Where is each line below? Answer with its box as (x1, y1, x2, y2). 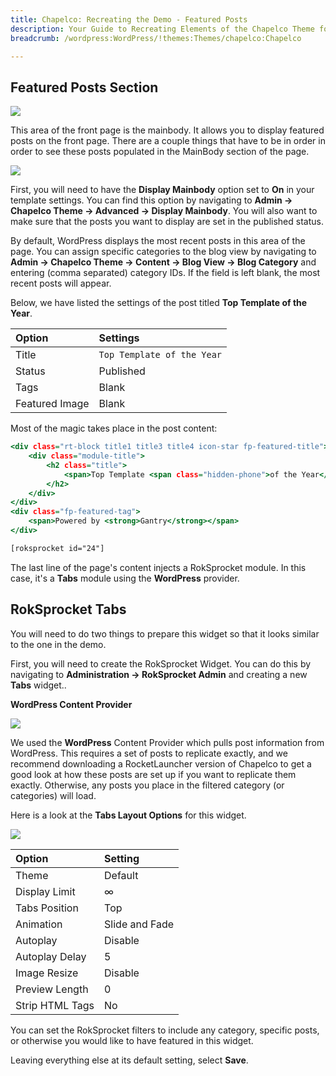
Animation (15, 917, 63, 931)
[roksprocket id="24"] (10, 543, 105, 553)
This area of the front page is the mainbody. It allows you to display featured (10, 124, 325, 136)
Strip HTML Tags (15, 998, 95, 1012)
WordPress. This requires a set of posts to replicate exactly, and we (10, 747, 288, 759)
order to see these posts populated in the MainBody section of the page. (10, 146, 310, 158)
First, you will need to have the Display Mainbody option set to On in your (10, 184, 315, 196)
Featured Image (15, 397, 90, 411)
